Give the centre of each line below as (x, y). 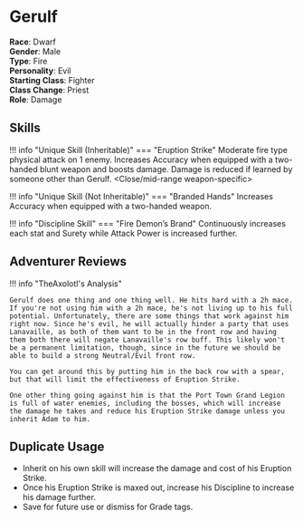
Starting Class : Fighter (52, 80)
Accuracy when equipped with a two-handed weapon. (111, 206)
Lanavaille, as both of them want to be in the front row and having (143, 332)
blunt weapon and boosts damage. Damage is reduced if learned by (166, 169)
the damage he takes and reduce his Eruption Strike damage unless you (147, 411)
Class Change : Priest (49, 90)
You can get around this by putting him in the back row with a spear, (147, 371)
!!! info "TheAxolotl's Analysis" (66, 284)
